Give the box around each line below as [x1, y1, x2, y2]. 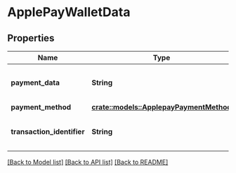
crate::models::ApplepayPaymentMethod [91, 102, 232, 112]
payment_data [11, 78, 60, 88]
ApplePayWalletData [7, 4, 131, 20]
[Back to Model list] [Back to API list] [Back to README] [7, 158, 169, 166]
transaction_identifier [11, 127, 85, 137]
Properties [7, 32, 55, 44]
